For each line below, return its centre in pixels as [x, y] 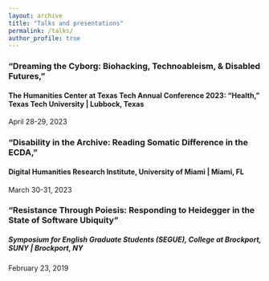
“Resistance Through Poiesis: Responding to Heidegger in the [132, 210]
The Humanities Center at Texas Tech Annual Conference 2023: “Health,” [134, 95]
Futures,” [27, 76]
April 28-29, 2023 [38, 122]
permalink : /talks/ [41, 31]
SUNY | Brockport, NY [46, 248]
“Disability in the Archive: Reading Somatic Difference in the [128, 143]
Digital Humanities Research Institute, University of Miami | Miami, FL [126, 171]
